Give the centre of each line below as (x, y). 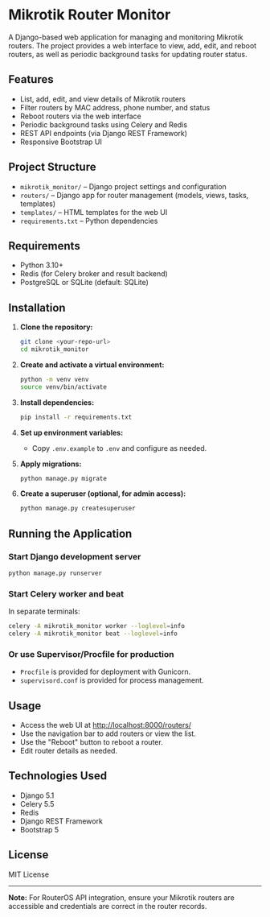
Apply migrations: (51, 464)
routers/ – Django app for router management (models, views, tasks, (134, 195)
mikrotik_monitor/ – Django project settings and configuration (123, 186)
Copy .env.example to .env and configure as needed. (119, 448)
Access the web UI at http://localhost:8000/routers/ (105, 725)
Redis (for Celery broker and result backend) (94, 274)
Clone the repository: (56, 327)
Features (31, 79)
